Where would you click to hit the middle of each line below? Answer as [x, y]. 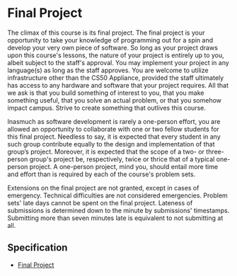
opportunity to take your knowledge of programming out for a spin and [110, 40]
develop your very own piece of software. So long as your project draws [112, 47]
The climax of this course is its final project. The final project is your [106, 33]
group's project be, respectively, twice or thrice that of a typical [122, 159]
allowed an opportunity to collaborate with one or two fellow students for [113, 129]
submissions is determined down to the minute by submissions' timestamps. [118, 210]
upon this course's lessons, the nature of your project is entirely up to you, [116, 55]
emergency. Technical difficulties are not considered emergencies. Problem [117, 195]
